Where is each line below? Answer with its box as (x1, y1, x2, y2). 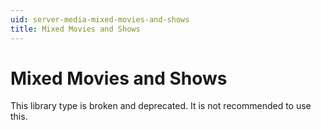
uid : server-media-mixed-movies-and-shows (10, 14, 190, 25)
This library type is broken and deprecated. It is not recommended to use (10, 100, 312, 112)
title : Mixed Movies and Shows (10, 24, 141, 34)
